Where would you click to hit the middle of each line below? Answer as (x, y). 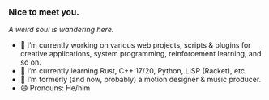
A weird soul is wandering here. (61, 30)
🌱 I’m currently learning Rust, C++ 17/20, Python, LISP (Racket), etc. (133, 71)
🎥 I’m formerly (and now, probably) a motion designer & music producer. (141, 80)
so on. (31, 62)
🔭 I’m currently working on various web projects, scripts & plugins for (135, 45)
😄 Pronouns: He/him (55, 88)
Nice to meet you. (44, 12)
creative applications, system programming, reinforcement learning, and (141, 54)
